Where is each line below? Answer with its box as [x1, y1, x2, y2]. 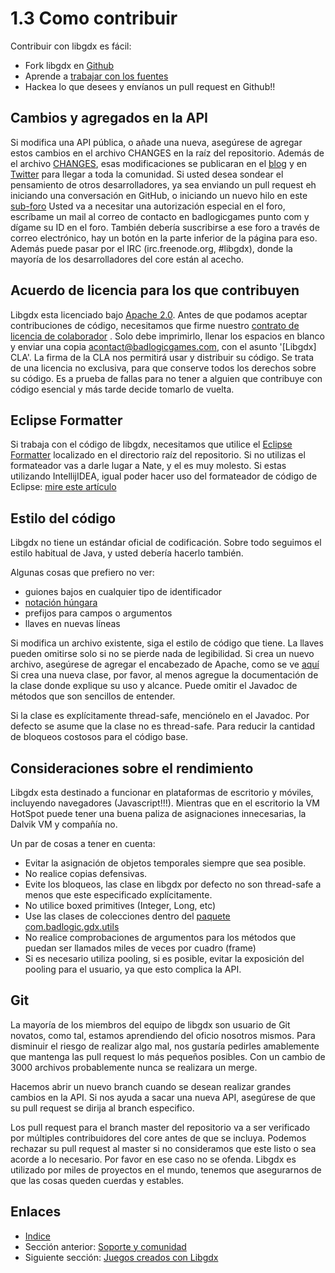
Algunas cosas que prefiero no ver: [10, 567, 155, 579]
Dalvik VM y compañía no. [10, 818, 118, 830]
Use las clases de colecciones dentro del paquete [24, 910, 231, 922]
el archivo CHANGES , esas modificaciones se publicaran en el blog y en [10, 157, 308, 169]
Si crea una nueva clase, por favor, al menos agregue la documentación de [10, 669, 319, 681]
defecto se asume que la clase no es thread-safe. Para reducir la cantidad [10, 720, 315, 732]
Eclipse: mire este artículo [10, 481, 117, 493]
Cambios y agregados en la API [10, 110, 208, 127]
